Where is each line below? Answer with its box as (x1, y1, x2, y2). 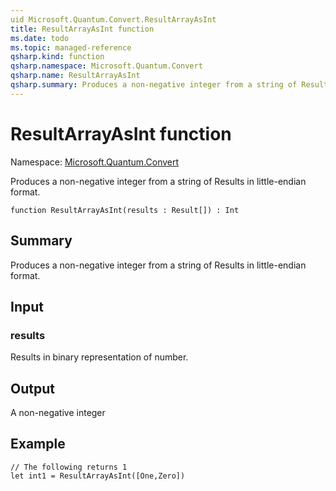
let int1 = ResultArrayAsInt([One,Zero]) (10, 471, 186, 481)
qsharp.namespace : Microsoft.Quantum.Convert (10, 61, 203, 71)
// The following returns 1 (10, 462, 128, 472)
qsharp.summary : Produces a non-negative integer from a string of (10, 80, 298, 90)
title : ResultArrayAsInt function (10, 24, 155, 34)
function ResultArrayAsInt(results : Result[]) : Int (10, 205, 240, 215)
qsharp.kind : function (10, 52, 105, 62)
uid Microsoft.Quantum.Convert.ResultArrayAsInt (10, 14, 217, 25)
